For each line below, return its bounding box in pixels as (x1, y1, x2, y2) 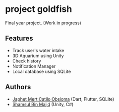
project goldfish (5, 3, 72, 15)
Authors (5, 83, 31, 91)
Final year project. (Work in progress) (5, 20, 82, 26)
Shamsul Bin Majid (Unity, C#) (12, 101, 74, 107)
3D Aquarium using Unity (12, 53, 64, 58)
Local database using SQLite (12, 68, 71, 74)
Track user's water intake (12, 47, 64, 53)
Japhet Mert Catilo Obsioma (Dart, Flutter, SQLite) (12, 96, 115, 102)
